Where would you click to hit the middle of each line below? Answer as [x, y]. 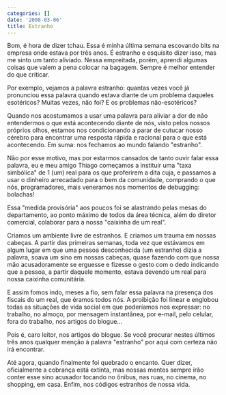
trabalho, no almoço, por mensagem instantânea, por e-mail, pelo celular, [110, 314]
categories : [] [29, 13]
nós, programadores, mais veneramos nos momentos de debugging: [103, 187]
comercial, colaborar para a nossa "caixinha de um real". [87, 222]
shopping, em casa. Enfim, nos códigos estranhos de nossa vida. [99, 385]
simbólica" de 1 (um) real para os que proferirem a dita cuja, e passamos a [112, 173]
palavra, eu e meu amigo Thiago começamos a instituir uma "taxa [99, 166]
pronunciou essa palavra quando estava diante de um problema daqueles [110, 95]
